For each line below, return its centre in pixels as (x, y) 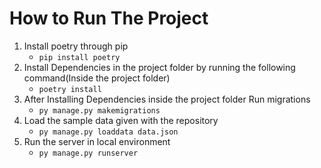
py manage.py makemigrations (99, 110)
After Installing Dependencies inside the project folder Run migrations (167, 99)
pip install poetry (79, 57)
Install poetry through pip (76, 46)
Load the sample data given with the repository (121, 120)
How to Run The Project (109, 18)
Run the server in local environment (97, 141)
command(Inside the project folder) (97, 78)
